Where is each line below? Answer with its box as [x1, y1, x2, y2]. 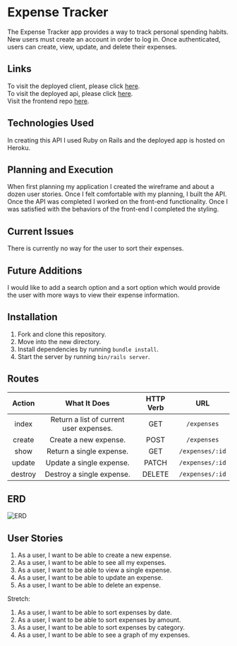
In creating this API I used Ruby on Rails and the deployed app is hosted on [7, 135, 225, 145]
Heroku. [7, 143, 30, 152]
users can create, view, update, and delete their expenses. [7, 42, 178, 51]
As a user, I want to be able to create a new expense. [17, 551, 171, 559]
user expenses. [62, 423, 113, 433]
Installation [7, 311, 58, 323]
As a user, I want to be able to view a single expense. [17, 566, 172, 575]
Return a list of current [50, 414, 125, 424]
